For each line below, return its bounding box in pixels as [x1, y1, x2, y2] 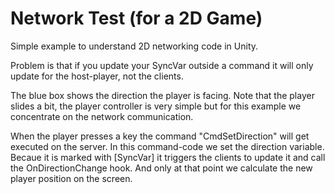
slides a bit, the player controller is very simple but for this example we [10, 100, 302, 112]
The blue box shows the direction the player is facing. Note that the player [10, 89, 315, 101]
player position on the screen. [10, 172, 133, 184]
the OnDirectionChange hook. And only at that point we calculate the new [10, 162, 313, 174]
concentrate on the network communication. [10, 110, 194, 122]
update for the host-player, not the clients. [10, 70, 184, 82]
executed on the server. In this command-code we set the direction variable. [10, 140, 325, 152]
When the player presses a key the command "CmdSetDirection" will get [10, 130, 310, 142]
